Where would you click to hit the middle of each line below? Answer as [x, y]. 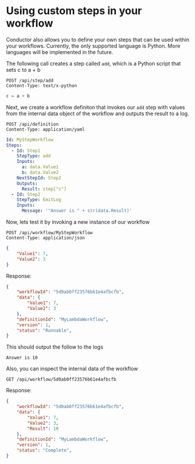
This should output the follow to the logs [55, 347]
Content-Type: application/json [45, 238]
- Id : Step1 [26, 151]
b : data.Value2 [40, 173]
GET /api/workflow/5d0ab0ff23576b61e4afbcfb [61, 380]
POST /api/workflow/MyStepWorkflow [49, 233]
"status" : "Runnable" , [44, 331]
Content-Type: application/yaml [45, 129]
